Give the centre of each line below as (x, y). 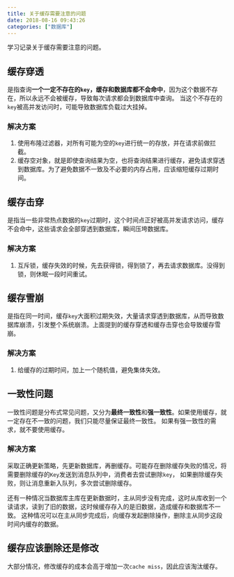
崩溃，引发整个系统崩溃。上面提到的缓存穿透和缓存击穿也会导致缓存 (117, 325)
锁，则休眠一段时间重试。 (54, 274)
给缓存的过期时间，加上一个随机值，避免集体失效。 (91, 369)
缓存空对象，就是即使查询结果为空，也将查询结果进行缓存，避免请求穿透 (121, 160)
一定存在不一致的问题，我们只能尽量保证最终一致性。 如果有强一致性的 (109, 421)
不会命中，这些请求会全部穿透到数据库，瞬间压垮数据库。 (89, 229)
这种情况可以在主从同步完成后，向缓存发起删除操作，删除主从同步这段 (122, 515)
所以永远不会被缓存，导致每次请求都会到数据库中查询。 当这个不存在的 (121, 98)
